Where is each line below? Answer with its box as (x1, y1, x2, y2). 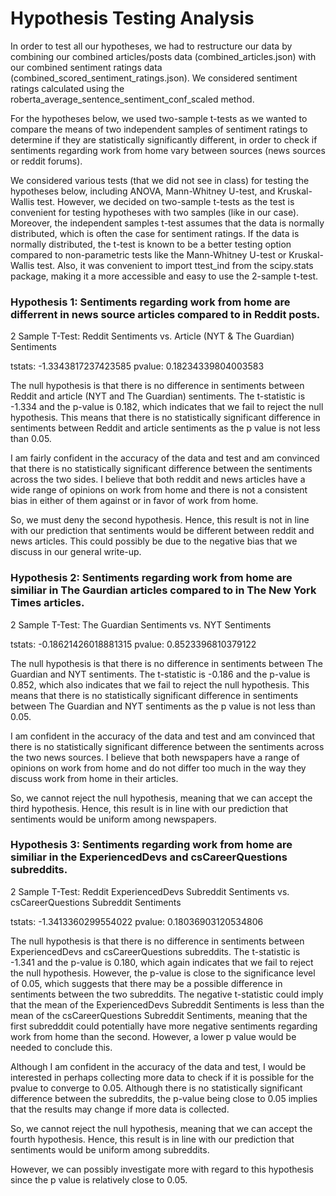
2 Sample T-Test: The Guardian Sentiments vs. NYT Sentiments (10, 618, 272, 631)
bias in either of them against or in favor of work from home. (10, 495, 259, 507)
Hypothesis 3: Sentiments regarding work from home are (10, 838, 293, 852)
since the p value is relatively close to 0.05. (10, 1173, 188, 1186)
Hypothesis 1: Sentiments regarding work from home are (10, 295, 291, 309)
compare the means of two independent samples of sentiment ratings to (10, 123, 308, 135)
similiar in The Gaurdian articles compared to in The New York (10, 583, 317, 597)
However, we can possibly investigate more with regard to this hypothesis (10, 1163, 314, 1175)
